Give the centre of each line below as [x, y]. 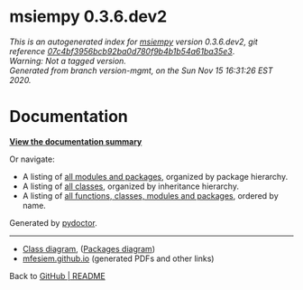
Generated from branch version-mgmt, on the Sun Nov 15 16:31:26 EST [141, 70]
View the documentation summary [76, 141]
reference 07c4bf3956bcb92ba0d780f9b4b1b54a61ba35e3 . [122, 51]
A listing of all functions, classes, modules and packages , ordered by [150, 195]
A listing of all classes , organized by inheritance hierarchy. [130, 186]
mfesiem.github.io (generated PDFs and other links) [118, 258]
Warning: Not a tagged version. [68, 61]
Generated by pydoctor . [53, 222]
